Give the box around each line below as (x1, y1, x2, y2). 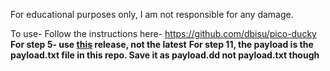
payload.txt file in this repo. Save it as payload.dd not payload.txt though (10, 49, 320, 61)
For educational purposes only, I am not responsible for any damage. (10, 9, 294, 20)
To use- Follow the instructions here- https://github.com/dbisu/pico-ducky (10, 28, 317, 39)
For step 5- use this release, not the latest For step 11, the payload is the (10, 39, 314, 50)
